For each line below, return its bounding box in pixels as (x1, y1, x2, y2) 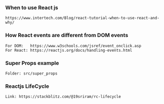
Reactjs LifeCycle (5, 83, 50, 90)
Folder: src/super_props (5, 71, 58, 76)
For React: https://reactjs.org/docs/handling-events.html (5, 48, 133, 53)
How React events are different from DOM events (5, 32, 129, 39)
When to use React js (5, 4, 58, 11)
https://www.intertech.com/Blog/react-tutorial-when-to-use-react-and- (5, 16, 159, 21)
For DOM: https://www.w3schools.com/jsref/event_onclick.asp (5, 43, 142, 48)
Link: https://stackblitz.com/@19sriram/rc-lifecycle (5, 94, 121, 99)
